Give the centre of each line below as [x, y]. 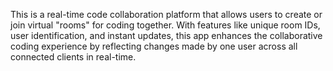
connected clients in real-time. [73, 57]
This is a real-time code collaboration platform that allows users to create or [166, 14]
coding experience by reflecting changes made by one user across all [154, 46]
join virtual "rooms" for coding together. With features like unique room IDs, [165, 25]
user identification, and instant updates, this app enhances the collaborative [166, 35]
